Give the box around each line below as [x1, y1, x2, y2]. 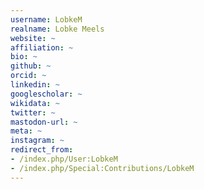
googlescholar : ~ [10, 89, 83, 99]
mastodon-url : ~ [10, 117, 78, 127]
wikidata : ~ [10, 98, 60, 108]
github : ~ [10, 61, 52, 71]
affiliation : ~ [10, 42, 74, 53]
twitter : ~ [10, 107, 56, 118]
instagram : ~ [10, 136, 65, 146]
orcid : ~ [10, 71, 47, 81]
